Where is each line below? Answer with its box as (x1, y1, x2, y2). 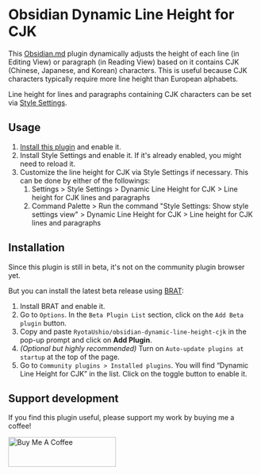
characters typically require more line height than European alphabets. (8, 74, 239, 83)
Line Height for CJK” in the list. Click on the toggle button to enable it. (19, 369, 248, 378)
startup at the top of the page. (19, 352, 121, 361)
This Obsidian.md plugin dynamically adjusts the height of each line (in (8, 48, 240, 58)
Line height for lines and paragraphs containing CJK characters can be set (8, 89, 252, 98)
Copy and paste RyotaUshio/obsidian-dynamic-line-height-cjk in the (19, 326, 248, 336)
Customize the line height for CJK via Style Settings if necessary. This (19, 167, 248, 176)
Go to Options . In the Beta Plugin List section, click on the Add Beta (19, 310, 244, 319)
